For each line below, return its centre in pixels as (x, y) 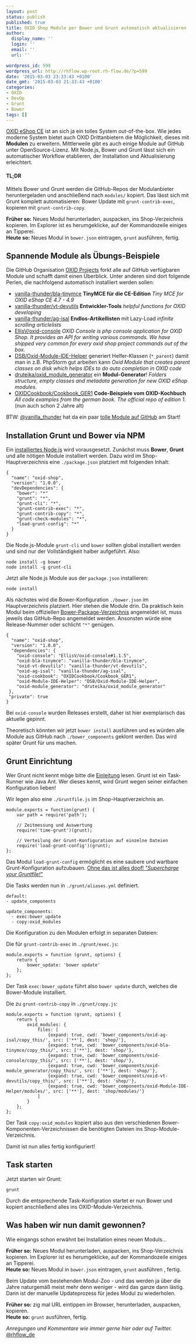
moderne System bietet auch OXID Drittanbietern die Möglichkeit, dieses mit (98, 138)
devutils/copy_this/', (34, 1081)
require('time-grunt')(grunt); (55, 830)
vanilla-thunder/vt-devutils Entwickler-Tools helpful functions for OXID (100, 306)
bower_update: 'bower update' (64, 965)
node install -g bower (34, 562)
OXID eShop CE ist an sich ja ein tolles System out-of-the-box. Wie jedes (94, 131)
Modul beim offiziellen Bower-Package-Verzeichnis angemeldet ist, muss (94, 612)
